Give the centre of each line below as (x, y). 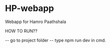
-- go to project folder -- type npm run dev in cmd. (55, 40)
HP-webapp (30, 8)
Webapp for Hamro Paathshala (36, 22)
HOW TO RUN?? (21, 31)
